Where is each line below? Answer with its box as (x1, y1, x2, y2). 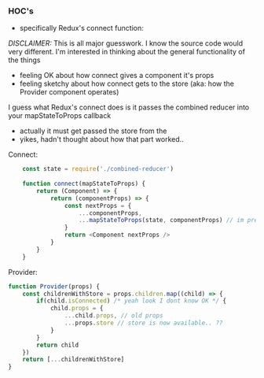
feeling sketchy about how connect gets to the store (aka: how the (19, 79, 234, 88)
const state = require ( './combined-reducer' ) (22, 165, 174, 173)
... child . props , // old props (64, 312, 163, 320)
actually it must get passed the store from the (19, 126, 167, 135)
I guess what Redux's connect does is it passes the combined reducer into (8, 102, 250, 112)
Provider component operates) (19, 87, 119, 97)
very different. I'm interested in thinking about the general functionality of (8, 47, 246, 57)
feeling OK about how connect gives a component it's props (19, 71, 214, 80)
